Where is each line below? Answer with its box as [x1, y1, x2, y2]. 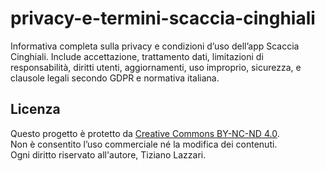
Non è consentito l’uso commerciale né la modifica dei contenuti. [10, 138, 278, 150]
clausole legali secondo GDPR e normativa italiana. [10, 72, 220, 84]
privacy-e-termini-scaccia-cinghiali [10, 7, 316, 30]
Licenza [10, 101, 61, 118]
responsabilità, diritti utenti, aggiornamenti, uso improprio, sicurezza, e [10, 61, 302, 73]
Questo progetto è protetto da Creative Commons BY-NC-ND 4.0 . [10, 127, 280, 139]
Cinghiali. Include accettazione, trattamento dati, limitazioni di [10, 50, 264, 62]
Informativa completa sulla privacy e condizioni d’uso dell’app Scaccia [10, 40, 300, 52]
